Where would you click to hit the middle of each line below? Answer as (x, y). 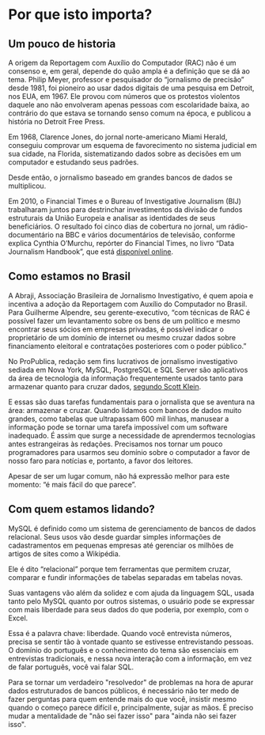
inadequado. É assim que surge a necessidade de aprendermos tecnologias (132, 435)
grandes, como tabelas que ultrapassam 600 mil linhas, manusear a (119, 419)
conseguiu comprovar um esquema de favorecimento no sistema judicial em (132, 145)
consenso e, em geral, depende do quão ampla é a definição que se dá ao (129, 71)
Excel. (18, 618)
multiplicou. (27, 186)
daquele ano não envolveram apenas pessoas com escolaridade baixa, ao (129, 105)
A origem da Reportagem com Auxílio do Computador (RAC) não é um (122, 63)
